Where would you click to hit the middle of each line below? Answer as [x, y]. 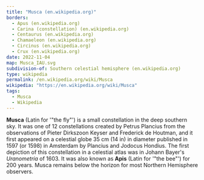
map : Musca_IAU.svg [31, 63]
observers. [20, 171]
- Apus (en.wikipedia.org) [46, 23]
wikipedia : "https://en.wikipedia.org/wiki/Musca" [72, 86]
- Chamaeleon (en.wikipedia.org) [54, 40]
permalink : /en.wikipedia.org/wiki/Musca [60, 80]
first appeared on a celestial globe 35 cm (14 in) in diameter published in [97, 139]
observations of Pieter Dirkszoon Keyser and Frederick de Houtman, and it [100, 133]
